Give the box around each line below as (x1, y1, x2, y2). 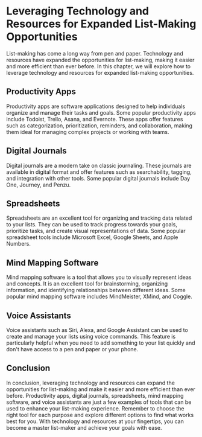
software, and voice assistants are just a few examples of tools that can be (6, 398, 192, 406)
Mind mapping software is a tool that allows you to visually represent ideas (6, 273, 192, 281)
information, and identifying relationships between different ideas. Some (6, 287, 186, 294)
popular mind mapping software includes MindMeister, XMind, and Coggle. (6, 293, 193, 300)
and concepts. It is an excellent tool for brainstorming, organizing (6, 280, 168, 287)
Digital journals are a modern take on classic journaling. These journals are (6, 162, 192, 169)
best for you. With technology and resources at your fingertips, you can (6, 418, 184, 425)
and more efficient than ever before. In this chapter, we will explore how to (6, 62, 191, 70)
